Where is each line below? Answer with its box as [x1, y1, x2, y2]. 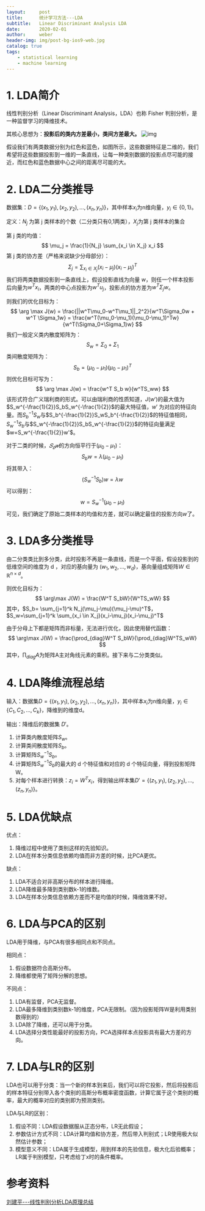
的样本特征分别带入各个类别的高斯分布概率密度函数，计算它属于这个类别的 [6, 1089, 193, 1097]
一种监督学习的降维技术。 [6, 117, 71, 125]
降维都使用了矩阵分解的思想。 [15, 972, 90, 979]
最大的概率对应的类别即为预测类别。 [16, 1097, 108, 1104]
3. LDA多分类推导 [6, 534, 94, 548]
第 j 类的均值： [6, 232, 43, 239]
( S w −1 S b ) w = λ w [82, 475, 123, 484]
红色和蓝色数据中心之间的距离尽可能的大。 [22, 158, 129, 166]
